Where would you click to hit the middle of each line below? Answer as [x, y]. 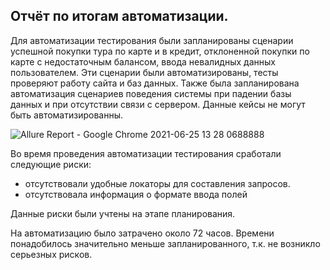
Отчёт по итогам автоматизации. [119, 16]
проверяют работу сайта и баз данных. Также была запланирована [155, 83]
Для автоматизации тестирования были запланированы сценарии [152, 40]
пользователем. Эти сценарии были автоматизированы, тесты [144, 72]
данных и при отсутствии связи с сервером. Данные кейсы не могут [158, 104]
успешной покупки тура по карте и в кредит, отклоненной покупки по [160, 51]
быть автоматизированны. [66, 115]
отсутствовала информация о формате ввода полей [136, 194]
